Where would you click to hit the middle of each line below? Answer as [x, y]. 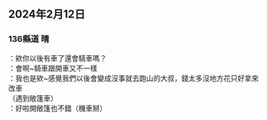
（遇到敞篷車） [33, 98]
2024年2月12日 [47, 14]
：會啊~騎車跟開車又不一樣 [53, 68]
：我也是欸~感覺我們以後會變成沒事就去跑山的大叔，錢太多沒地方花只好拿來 [133, 78]
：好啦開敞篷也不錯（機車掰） [57, 108]
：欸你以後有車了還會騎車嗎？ [57, 58]
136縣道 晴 [29, 39]
